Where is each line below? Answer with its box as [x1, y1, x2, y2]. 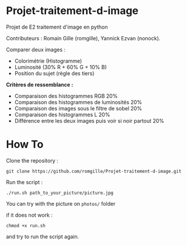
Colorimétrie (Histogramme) [14, 57, 82, 64]
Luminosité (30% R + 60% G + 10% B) [14, 63, 107, 71]
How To [6, 138, 44, 151]
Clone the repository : [6, 157, 58, 164]
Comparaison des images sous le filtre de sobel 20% [14, 105, 142, 112]
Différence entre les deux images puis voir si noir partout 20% [14, 117, 165, 124]
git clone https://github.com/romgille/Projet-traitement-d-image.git [6, 168, 182, 174]
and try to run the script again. [6, 233, 79, 240]
